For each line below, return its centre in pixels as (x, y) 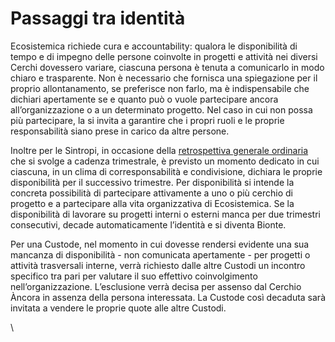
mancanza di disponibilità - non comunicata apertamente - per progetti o (160, 254)
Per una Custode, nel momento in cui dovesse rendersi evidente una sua (160, 244)
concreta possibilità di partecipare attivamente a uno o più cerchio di (151, 193)
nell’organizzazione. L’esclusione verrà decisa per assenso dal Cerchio (156, 286)
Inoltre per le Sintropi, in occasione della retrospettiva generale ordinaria (159, 150)
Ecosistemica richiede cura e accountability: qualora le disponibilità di (154, 46)
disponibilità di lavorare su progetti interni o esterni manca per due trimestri (165, 214)
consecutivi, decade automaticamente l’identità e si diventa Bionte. (148, 224)
